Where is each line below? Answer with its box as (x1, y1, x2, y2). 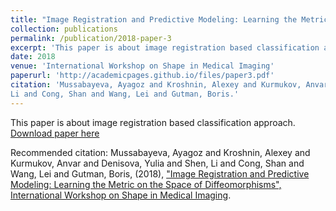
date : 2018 (10, 52, 56, 62)
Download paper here (10, 127, 100, 139)
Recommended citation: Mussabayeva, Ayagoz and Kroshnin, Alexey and (10, 146, 311, 158)
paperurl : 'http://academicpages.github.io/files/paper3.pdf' (10, 71, 275, 81)
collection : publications (10, 24, 118, 34)
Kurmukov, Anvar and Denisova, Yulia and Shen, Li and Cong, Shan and (10, 157, 305, 169)
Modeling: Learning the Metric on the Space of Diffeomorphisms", (10, 178, 282, 190)
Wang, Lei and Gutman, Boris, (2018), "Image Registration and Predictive (10, 167, 310, 180)
